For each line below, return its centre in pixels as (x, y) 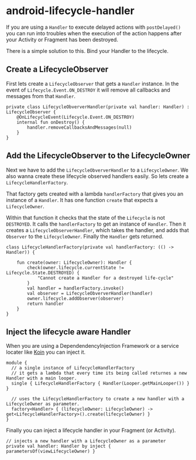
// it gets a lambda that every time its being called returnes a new (99, 373)
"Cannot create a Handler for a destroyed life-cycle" (106, 278)
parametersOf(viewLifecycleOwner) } (51, 451)
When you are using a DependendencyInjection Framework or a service (93, 346)
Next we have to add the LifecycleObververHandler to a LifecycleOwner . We (97, 170)
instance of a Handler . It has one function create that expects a (82, 200)
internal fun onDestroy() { (51, 122)
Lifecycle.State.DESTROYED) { (43, 273)
